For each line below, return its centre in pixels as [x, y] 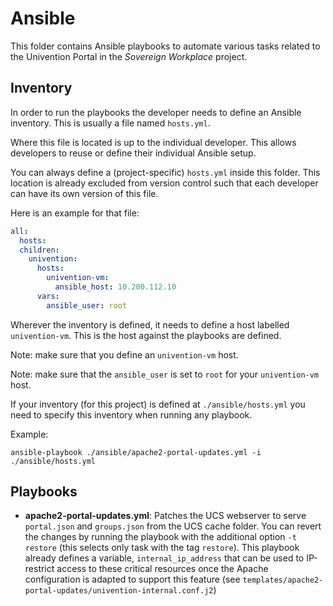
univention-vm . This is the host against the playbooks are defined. [146, 335]
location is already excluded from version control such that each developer [164, 183]
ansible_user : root [87, 305]
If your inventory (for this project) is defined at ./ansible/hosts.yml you [158, 404]
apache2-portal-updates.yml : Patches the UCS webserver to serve [165, 516]
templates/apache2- [283, 580]
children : [39, 250]
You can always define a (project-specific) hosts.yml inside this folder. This [165, 172]
